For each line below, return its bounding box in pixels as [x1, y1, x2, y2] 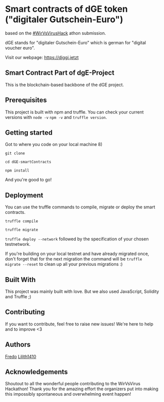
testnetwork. [5, 241, 31, 247]
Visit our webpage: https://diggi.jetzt [5, 54, 79, 60]
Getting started [5, 128, 53, 137]
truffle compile [5, 219, 38, 224]
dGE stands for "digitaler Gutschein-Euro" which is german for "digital [5, 39, 146, 45]
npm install [5, 168, 29, 173]
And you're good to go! [5, 177, 52, 183]
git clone [5, 151, 25, 156]
